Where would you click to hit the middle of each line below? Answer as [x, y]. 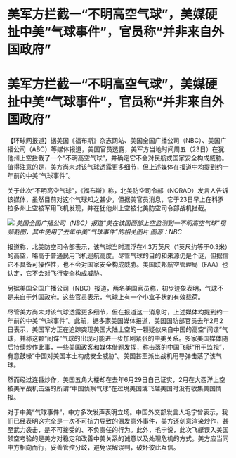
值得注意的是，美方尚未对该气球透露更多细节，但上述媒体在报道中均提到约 [115, 167]
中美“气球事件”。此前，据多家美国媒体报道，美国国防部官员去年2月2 [124, 321]
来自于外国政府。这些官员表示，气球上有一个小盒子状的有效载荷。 [109, 297]
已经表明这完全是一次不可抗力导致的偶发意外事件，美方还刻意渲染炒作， [118, 421]
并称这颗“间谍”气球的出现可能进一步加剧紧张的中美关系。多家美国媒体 [121, 338]
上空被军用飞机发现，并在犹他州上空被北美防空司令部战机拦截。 [118, 208]
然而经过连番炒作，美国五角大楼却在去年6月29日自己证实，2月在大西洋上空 [117, 380]
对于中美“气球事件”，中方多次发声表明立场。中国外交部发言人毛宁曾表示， [115, 412]
